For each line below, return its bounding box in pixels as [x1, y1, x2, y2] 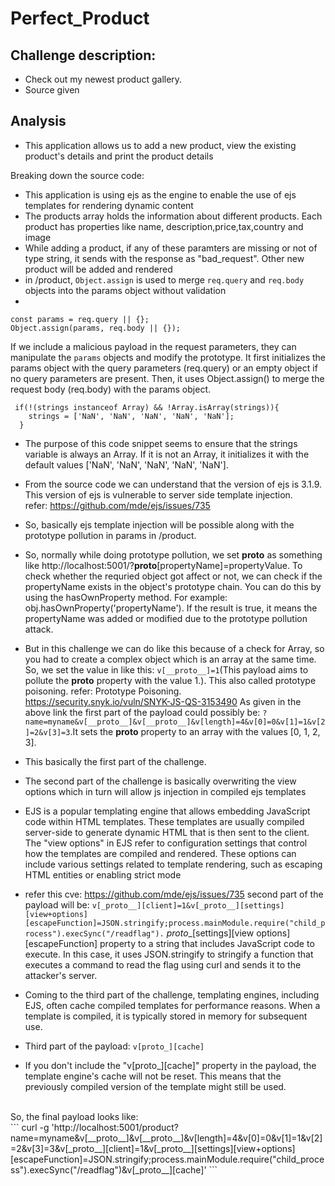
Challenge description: [10, 47, 157, 64]
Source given [24, 84, 80, 96]
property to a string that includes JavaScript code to [99, 937, 315, 949]
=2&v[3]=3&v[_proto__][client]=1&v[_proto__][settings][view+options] [10, 1142, 296, 1154]
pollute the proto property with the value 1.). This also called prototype [24, 674, 317, 686]
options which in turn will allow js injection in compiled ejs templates [24, 785, 307, 797]
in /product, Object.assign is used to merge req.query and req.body [24, 273, 305, 286]
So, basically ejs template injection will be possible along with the [24, 518, 295, 531]
